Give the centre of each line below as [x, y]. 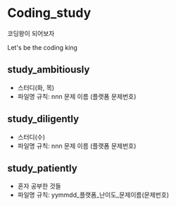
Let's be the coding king [42, 47]
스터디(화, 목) [36, 87]
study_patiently [42, 168]
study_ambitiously [49, 69]
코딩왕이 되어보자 [31, 33]
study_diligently [43, 119]
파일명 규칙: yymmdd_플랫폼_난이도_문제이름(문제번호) [93, 195]
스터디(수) [31, 137]
